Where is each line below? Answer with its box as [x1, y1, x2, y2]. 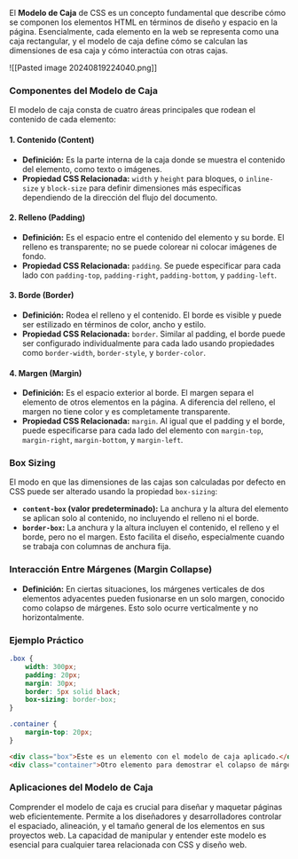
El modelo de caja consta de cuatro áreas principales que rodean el [9, 105, 255, 115]
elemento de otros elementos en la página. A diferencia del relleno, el [21, 397, 276, 407]
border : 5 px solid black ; [25, 687, 122, 696]
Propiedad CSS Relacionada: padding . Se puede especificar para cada [21, 260, 281, 271]
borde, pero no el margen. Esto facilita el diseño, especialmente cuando [21, 532, 286, 542]
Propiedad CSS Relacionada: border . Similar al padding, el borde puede [21, 328, 286, 339]
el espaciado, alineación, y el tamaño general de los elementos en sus [9, 820, 265, 831]
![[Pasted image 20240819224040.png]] [9, 62, 158, 73]
